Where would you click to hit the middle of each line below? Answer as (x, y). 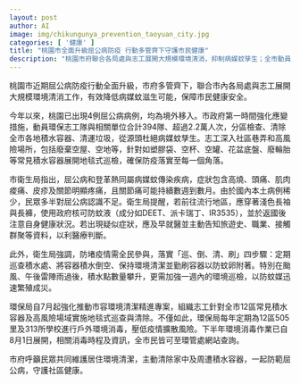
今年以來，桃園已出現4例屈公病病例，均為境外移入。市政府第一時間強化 (141, 116)
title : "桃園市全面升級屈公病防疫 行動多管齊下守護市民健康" (109, 51)
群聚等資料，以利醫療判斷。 (60, 235)
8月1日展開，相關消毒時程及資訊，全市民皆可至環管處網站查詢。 (127, 340)
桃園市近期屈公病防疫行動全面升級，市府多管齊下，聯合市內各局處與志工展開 (150, 85)
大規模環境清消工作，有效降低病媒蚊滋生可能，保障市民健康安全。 (130, 96)
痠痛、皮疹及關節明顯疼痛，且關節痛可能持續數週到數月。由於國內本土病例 (146, 190)
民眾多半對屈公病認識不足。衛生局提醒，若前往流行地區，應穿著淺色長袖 (158, 201)
